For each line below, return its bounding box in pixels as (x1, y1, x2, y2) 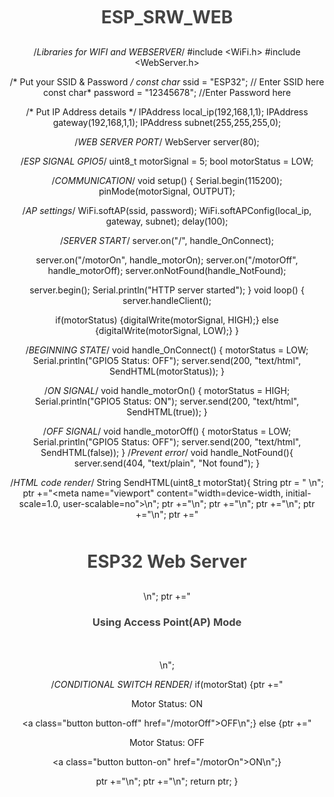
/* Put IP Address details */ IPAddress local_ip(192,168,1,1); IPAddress (25, 106, 309, 118)
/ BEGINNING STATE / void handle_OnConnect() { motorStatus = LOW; (25, 344, 309, 356)
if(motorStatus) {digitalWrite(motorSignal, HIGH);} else (55, 314, 279, 326)
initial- (285, 487, 312, 499)
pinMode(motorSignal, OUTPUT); (98, 185, 236, 197)
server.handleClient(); (122, 295, 212, 306)
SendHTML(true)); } (126, 406, 208, 418)
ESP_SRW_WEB (100, 6, 234, 28)
